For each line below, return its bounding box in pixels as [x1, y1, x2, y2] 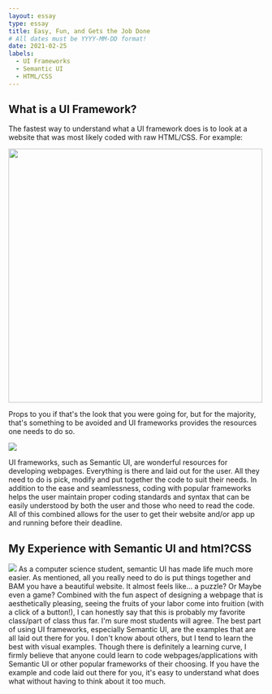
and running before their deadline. [8, 518, 123, 528]
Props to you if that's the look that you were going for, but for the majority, [8, 410, 257, 419]
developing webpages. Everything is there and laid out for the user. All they [8, 466, 260, 476]
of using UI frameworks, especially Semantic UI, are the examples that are [8, 625, 257, 635]
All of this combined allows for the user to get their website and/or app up [8, 510, 256, 519]
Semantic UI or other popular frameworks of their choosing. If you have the [8, 659, 260, 669]
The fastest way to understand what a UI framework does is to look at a [8, 124, 248, 134]
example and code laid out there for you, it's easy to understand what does [8, 668, 260, 678]
